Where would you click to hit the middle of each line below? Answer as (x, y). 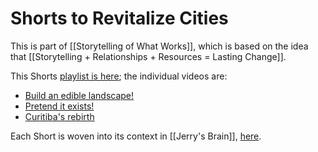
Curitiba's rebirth (59, 116)
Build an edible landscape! (79, 95)
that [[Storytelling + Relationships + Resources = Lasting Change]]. (148, 56)
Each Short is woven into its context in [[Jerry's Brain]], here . (136, 136)
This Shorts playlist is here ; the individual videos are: (119, 76)
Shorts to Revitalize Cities (119, 18)
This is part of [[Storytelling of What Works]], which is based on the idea (159, 46)
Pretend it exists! (59, 106)
